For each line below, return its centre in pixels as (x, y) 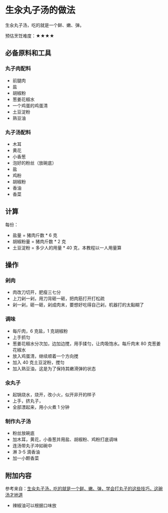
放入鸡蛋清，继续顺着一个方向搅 (45, 356)
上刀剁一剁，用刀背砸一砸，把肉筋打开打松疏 (58, 299)
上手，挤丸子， (28, 401)
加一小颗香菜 (25, 458)
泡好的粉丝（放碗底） (34, 163)
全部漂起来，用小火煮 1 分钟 (41, 407)
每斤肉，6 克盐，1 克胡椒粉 (40, 331)
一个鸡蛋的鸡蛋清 (30, 105)
